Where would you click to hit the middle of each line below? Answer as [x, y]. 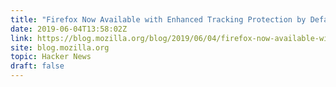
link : [21, 38]
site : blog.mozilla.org [60, 47]
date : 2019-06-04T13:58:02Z [69, 29]
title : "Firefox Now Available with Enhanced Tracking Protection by [158, 19]
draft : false [37, 66]
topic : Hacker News [51, 57]
